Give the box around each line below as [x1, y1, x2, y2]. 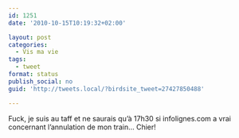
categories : [8, 40, 48, 48]
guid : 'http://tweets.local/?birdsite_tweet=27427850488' [8, 85, 205, 93]
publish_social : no [8, 77, 73, 86]
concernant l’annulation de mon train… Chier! [8, 122, 157, 132]
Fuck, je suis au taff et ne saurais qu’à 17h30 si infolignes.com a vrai [8, 113, 231, 123]
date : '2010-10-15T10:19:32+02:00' [8, 19, 127, 27]
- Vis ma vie [15, 48, 59, 56]
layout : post [8, 33, 52, 41]
